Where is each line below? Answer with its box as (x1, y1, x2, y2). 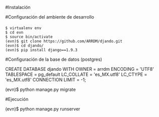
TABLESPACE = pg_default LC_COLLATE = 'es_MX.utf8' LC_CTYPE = (5, 71, 147, 77)
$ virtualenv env (5, 25, 42, 31)
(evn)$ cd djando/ (5, 43, 44, 48)
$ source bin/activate (5, 34, 53, 39)
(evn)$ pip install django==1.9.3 (5, 47, 78, 52)
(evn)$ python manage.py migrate (5, 86, 76, 92)
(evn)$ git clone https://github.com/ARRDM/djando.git (5, 39, 123, 44)
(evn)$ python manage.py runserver (5, 105, 81, 112)
